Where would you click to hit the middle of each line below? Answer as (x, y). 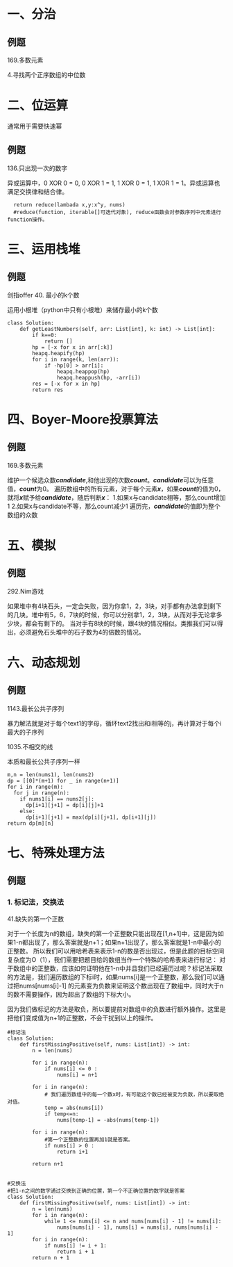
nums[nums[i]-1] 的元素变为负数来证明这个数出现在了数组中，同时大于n (121, 986)
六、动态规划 (44, 663)
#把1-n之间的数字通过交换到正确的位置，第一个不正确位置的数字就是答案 (96, 1191)
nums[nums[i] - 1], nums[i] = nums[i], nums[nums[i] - (137, 1227)
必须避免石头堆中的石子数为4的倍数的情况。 (82, 632)
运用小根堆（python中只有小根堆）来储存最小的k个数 (83, 309)
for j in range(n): (42, 793)
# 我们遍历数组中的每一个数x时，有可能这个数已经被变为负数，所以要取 (131, 1094)
